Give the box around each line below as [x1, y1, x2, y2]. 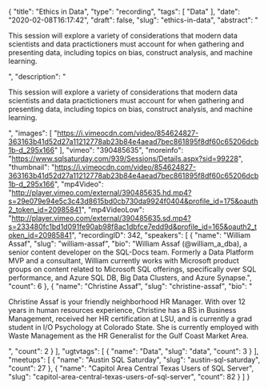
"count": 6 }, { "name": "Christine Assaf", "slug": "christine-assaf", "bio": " [8, 282, 253, 291]
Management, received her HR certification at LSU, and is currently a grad [8, 314, 253, 323]
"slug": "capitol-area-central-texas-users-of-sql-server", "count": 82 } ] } [8, 372, 250, 381]
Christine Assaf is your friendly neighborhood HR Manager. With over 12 [8, 297, 246, 307]
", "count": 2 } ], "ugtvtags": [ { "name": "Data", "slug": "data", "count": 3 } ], [8, 347, 259, 355]
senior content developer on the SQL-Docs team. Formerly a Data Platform [8, 247, 254, 257]
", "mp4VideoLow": [81, 205, 145, 215]
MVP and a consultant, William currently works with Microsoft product [8, 256, 240, 265]
